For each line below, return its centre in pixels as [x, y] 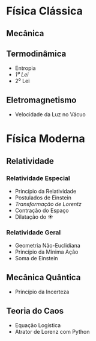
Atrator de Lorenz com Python [52, 332]
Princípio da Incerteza [42, 292]
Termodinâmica [36, 53]
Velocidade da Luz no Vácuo [50, 114]
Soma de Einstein [36, 258]
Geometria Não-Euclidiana [48, 246]
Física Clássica [44, 11]
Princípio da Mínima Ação [46, 252]
